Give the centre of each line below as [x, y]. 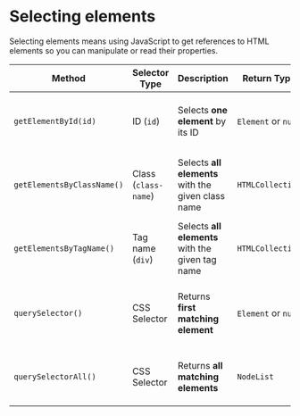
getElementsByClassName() [69, 184]
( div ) [143, 259]
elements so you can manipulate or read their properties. [114, 50]
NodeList [255, 376]
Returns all [200, 365]
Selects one [202, 110]
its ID [188, 132]
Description [203, 78]
